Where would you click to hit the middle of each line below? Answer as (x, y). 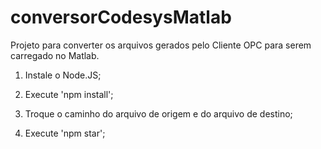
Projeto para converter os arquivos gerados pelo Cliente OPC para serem (161, 45)
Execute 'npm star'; (65, 133)
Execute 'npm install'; (69, 94)
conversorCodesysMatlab (121, 17)
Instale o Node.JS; (63, 75)
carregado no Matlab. (55, 55)
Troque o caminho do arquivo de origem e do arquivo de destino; (158, 113)
